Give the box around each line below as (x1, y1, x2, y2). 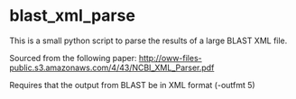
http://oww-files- (138, 52, 203, 63)
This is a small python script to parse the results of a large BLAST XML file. (9, 35, 288, 46)
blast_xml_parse (9, 5, 135, 26)
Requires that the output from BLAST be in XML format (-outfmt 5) (9, 79, 255, 90)
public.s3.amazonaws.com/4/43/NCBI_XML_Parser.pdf (9, 62, 215, 73)
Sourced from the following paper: (9, 52, 137, 63)
